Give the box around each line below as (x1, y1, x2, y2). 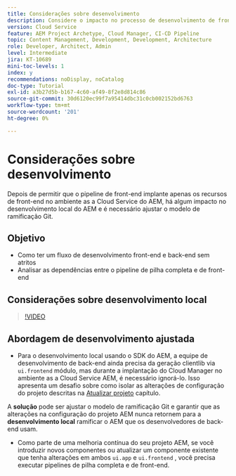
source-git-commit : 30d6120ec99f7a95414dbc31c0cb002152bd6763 (7, 96, 193, 103)
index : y (7, 69, 33, 76)
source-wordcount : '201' (7, 108, 80, 115)
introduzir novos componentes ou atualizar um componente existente (17, 446, 219, 454)
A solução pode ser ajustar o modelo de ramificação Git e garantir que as (7, 402, 221, 411)
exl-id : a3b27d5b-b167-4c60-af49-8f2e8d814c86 (7, 89, 146, 96)
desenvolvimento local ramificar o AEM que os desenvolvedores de (7, 418, 206, 425)
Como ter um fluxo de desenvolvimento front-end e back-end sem (17, 251, 210, 259)
